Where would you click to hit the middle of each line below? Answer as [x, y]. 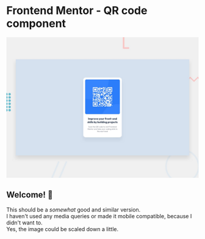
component [36, 23]
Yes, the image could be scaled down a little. [63, 229]
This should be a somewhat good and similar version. [74, 209]
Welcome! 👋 [30, 195]
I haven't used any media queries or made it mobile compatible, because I [99, 216]
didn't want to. [24, 223]
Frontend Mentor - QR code [77, 11]
